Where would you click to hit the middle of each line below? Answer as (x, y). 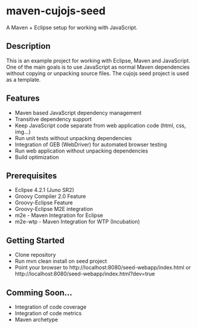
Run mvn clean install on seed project (61, 261)
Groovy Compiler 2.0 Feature (50, 196)
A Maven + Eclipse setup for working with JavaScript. (72, 27)
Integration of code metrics (48, 313)
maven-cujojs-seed (56, 11)
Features (23, 99)
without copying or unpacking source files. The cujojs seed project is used (98, 73)
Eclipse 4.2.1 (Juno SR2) (44, 190)
